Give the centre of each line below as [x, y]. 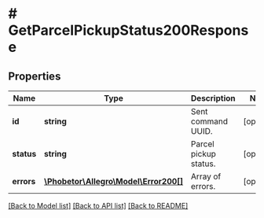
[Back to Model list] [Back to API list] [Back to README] [98, 206]
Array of [206, 176]
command [210, 121]
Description [213, 98]
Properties [35, 76]
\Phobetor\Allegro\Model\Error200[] [114, 181]
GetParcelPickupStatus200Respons [128, 30]
